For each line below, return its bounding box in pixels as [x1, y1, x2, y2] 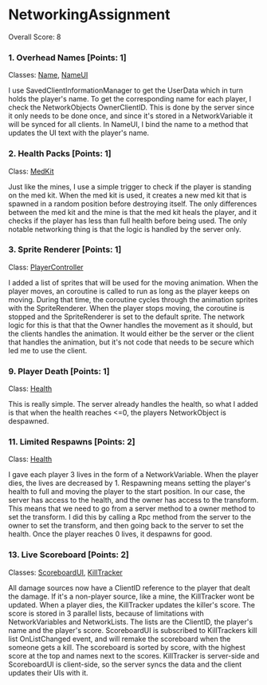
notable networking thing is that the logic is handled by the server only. [8, 224, 241, 233]
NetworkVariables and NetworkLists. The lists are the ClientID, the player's [8, 617, 253, 627]
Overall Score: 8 [8, 32, 61, 42]
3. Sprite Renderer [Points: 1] [8, 244, 122, 255]
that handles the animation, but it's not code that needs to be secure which [8, 337, 254, 347]
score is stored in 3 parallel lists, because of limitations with [8, 608, 205, 618]
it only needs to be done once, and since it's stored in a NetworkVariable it [8, 111, 253, 121]
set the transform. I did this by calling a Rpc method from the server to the [8, 512, 252, 522]
